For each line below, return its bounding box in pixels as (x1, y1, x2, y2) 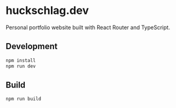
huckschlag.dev (5, 4, 89, 18)
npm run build (5, 96, 42, 102)
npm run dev (5, 63, 36, 69)
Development (5, 41, 58, 52)
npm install (5, 57, 36, 64)
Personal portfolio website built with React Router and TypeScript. (5, 24, 171, 31)
